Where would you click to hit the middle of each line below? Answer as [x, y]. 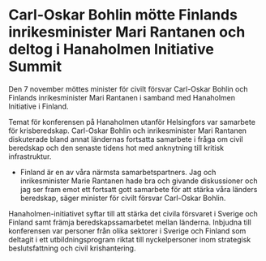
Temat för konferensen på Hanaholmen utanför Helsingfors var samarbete [132, 122]
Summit [35, 67]
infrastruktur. [30, 156]
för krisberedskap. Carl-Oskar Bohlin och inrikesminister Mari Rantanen [128, 130]
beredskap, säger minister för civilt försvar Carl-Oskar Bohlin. [123, 198]
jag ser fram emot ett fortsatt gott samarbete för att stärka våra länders [139, 189]
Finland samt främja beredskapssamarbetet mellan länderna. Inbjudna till [130, 222]
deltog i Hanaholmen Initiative [112, 49]
